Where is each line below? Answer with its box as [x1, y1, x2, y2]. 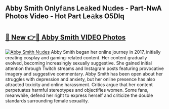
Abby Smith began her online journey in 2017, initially [51, 49, 161, 55]
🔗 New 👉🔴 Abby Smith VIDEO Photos [5, 33, 126, 42]
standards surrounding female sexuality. [5, 98, 89, 103]
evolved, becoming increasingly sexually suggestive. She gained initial [5, 60, 152, 66]
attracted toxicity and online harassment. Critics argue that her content [5, 82, 153, 88]
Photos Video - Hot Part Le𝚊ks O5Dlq [5, 12, 125, 21]
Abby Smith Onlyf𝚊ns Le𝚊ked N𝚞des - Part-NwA [5, 4, 162, 13]
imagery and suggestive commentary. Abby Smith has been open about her [5, 71, 163, 77]
